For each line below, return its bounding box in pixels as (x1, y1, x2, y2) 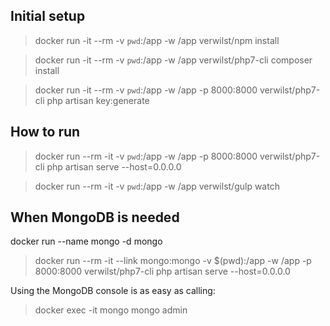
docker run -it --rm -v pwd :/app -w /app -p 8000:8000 (34, 84, 258, 96)
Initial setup (10, 8, 86, 25)
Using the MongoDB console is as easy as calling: (10, 285, 216, 297)
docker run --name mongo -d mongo (10, 235, 163, 248)
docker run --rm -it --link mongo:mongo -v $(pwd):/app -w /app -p (34, 255, 312, 267)
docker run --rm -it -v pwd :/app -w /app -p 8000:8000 (34, 150, 258, 162)
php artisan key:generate (46, 94, 150, 106)
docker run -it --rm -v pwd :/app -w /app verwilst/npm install (34, 34, 280, 46)
